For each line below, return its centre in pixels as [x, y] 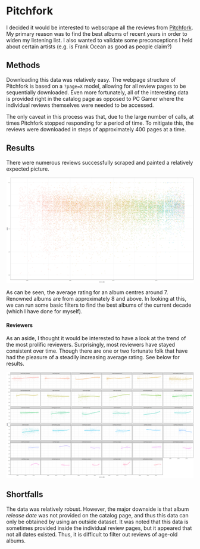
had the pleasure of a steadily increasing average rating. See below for [93, 357]
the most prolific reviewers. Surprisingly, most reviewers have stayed [91, 345]
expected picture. [28, 169]
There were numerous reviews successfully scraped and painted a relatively [100, 162]
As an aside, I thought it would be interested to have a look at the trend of [96, 338]
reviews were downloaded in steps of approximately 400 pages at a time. [96, 129]
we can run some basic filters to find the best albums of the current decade [99, 305]
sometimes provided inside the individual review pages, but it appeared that [99, 528]
